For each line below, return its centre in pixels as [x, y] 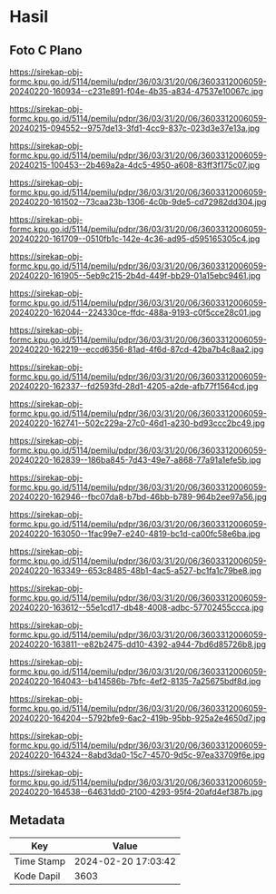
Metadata [37, 820]
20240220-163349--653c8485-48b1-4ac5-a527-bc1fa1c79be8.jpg [135, 570]
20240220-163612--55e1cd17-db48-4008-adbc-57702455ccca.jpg [137, 607]
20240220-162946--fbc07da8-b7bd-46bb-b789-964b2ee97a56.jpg [138, 497]
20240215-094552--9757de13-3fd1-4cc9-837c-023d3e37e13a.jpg [135, 128]
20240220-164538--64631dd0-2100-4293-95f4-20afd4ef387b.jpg [136, 792]
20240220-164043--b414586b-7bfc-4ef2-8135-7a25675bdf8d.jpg [135, 681]
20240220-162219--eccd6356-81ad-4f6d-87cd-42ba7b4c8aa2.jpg [137, 349]
